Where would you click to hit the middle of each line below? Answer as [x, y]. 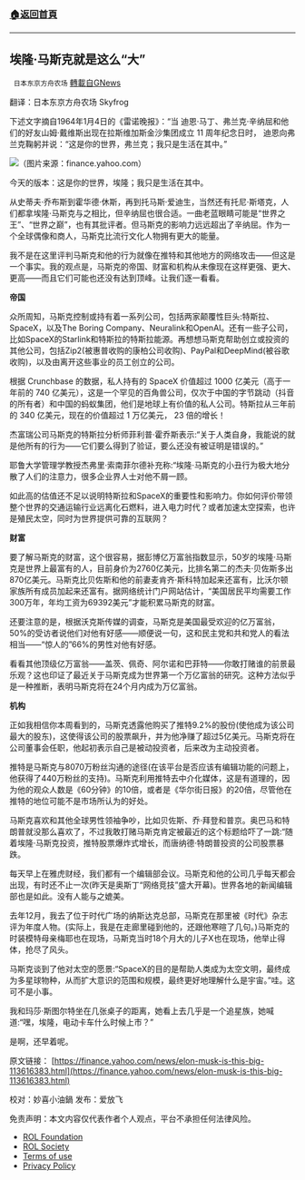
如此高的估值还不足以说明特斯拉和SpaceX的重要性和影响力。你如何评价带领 [151, 496]
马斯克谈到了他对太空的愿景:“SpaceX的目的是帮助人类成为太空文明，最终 [146, 969]
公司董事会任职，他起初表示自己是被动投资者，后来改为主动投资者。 [137, 748]
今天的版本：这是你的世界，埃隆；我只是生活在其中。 [109, 182]
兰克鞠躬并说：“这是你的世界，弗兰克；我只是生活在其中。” [118, 144]
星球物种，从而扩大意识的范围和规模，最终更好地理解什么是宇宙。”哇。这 [160, 980]
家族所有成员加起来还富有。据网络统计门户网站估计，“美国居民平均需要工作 [151, 591]
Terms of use [47, 1156]
